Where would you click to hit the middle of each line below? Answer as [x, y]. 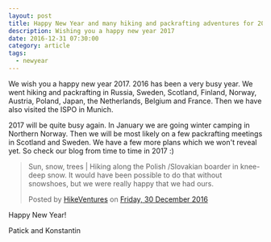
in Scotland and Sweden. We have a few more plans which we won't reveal [133, 142]
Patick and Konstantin [44, 230]
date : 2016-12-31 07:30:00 [54, 38]
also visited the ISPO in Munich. [61, 109]
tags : [17, 53]
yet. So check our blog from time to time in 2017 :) [92, 151]
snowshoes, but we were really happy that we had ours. [121, 183]
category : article [39, 46]
